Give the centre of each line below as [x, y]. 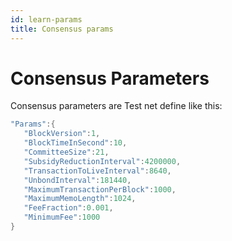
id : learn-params [46, 19]
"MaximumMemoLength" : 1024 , [80, 199]
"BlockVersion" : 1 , [62, 134]
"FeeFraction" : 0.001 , [68, 208]
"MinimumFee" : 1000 [62, 217]
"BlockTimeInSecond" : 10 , [75, 143]
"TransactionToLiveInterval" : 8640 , [97, 171]
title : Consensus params [62, 29]
